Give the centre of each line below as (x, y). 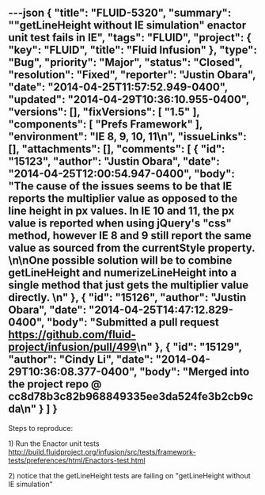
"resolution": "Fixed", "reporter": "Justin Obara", (132, 75)
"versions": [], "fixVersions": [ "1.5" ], (104, 112)
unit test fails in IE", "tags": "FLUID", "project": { (130, 38)
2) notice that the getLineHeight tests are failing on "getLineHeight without (129, 475)
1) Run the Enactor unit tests (54, 444)
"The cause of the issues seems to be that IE (120, 187)
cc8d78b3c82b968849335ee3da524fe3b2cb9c (131, 396)
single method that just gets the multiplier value (129, 286)
